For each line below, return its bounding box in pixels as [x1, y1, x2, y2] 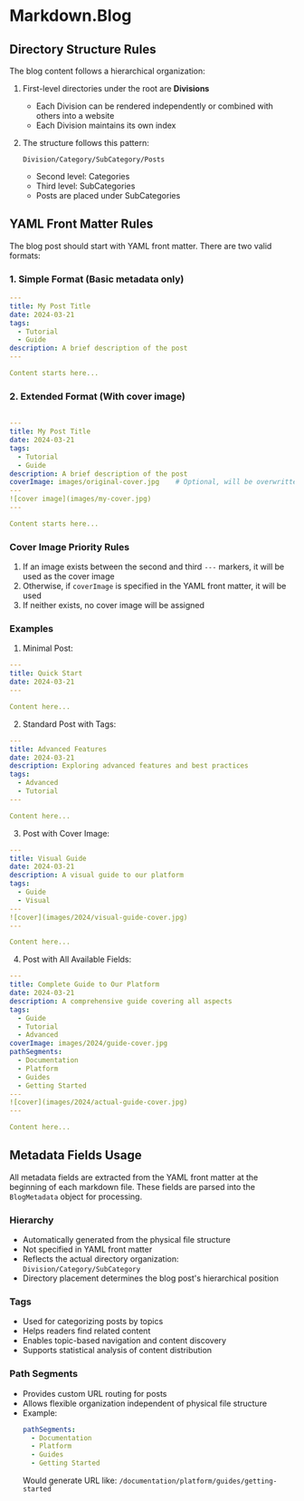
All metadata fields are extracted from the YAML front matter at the [9, 1171, 259, 1183]
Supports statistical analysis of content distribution [22, 1345, 213, 1356]
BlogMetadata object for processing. [9, 1191, 143, 1202]
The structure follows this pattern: [22, 138, 149, 148]
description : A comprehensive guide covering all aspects [9, 996, 233, 1006]
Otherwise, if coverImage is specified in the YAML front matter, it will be [22, 581, 287, 592]
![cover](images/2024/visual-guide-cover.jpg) [9, 913, 188, 922]
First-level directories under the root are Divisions [22, 83, 210, 93]
